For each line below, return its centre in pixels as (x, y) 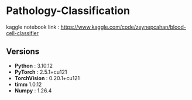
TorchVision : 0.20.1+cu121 (47, 78)
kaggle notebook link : (33, 27)
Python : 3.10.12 (34, 65)
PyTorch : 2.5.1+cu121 (41, 72)
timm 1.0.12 (28, 84)
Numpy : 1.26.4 (33, 90)
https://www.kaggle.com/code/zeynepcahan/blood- (123, 27)
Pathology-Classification (68, 11)
